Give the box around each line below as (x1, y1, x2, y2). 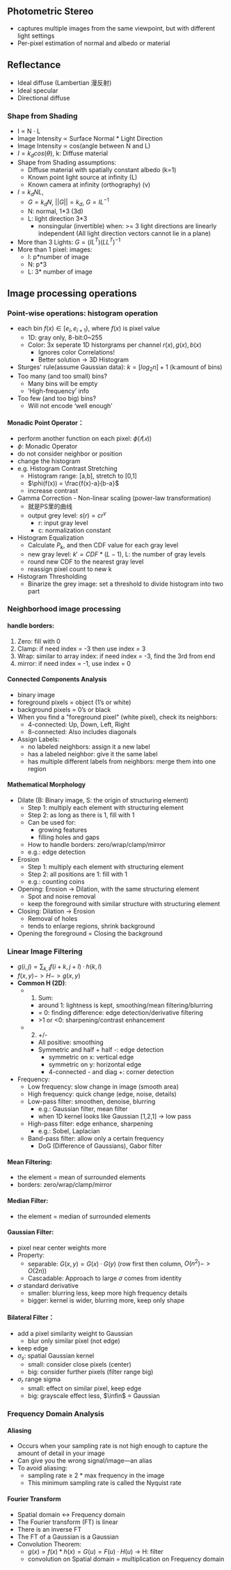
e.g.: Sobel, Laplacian (38, 1127, 100, 1135)
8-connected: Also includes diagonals (27, 727, 137, 736)
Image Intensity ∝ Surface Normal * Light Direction (17, 134, 164, 142)
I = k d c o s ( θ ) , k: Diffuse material (17, 149, 109, 159)
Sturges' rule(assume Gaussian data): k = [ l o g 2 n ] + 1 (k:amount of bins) (17, 363, 223, 373)
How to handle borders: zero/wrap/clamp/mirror (27, 841, 166, 849)
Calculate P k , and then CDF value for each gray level (27, 541, 179, 551)
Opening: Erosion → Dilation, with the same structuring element (17, 885, 200, 894)
